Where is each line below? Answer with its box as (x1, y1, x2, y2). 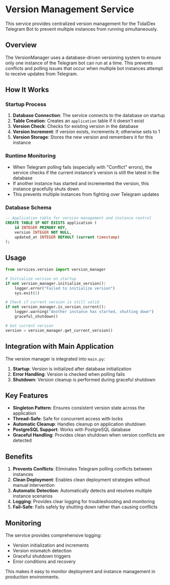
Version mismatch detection (12, 547, 72, 553)
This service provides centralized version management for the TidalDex (5, 20, 156, 27)
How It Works (5, 85, 50, 94)
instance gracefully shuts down (12, 186, 79, 192)
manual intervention (12, 482, 55, 488)
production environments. (5, 574, 60, 580)
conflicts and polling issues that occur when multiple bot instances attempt (5, 65, 163, 71)
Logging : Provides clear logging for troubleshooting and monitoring (12, 499, 155, 505)
